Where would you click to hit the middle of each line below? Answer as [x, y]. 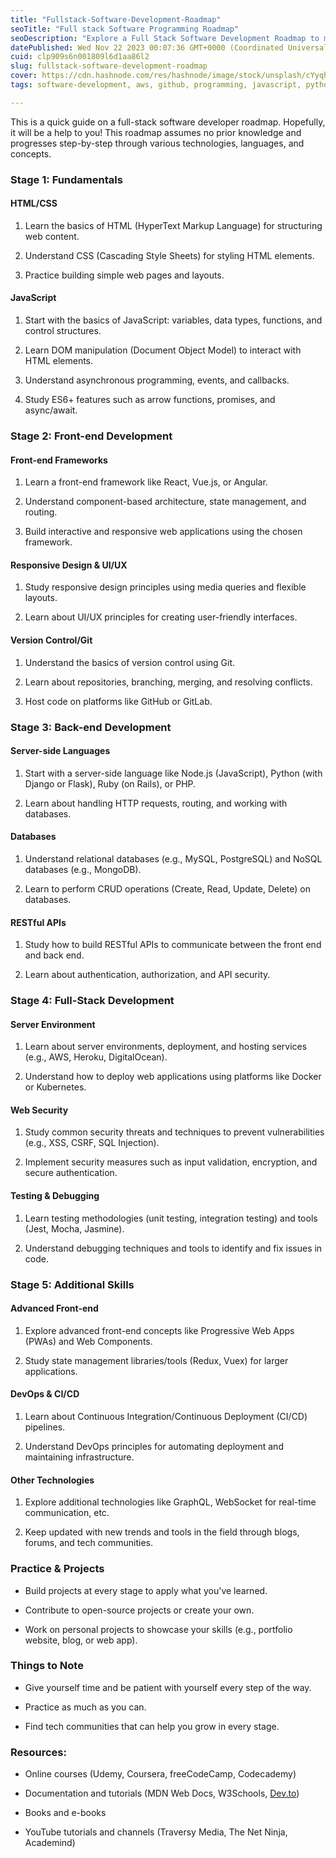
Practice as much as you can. [85, 1707]
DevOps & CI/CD [45, 1394]
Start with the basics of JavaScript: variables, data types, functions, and [173, 320]
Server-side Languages [60, 751]
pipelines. [45, 1427]
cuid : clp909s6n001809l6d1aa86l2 [80, 57]
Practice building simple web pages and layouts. [124, 275]
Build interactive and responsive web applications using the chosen [163, 532]
